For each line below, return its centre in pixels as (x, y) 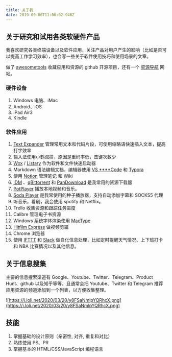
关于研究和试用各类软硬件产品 (53, 37)
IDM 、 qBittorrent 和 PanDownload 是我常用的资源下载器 (72, 182)
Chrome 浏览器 (29, 233)
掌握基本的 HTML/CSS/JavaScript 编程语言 (58, 349)
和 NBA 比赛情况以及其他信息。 (46, 246)
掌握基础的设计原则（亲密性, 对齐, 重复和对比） (63, 336)
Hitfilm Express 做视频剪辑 (41, 227)
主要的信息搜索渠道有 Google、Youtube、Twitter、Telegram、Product (79, 277)
